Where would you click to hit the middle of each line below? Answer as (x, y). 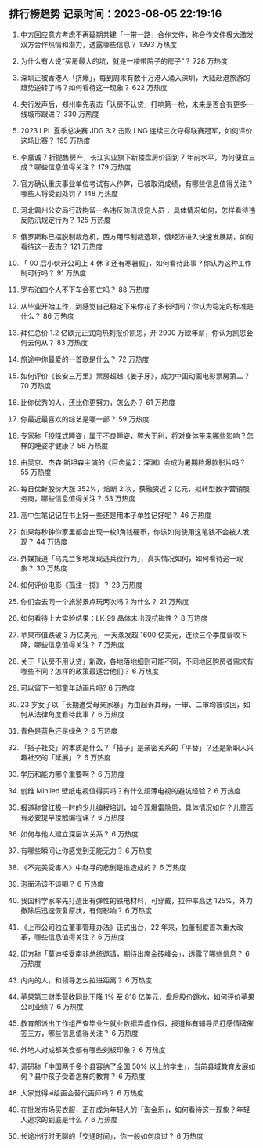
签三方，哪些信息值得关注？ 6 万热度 (79, 1033)
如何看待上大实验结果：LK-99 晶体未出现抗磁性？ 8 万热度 (114, 618)
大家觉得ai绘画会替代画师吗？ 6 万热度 (82, 1092)
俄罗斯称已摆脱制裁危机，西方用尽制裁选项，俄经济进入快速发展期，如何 (137, 236)
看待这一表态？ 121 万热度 (61, 246)
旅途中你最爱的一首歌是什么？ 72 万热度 (85, 359)
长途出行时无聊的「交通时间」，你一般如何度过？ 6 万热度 (112, 1135)
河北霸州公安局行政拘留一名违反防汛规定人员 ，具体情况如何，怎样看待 (134, 210)
